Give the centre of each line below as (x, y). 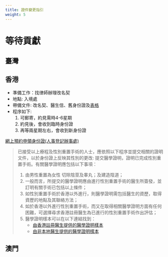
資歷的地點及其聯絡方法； (52, 200)
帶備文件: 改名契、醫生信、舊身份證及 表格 (56, 105)
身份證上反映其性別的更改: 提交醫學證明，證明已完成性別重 (100, 158)
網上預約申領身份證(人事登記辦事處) (42, 141)
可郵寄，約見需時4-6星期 (46, 117)
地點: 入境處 (25, 99)
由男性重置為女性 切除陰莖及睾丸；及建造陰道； (74, 175)
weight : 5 (16, 15)
